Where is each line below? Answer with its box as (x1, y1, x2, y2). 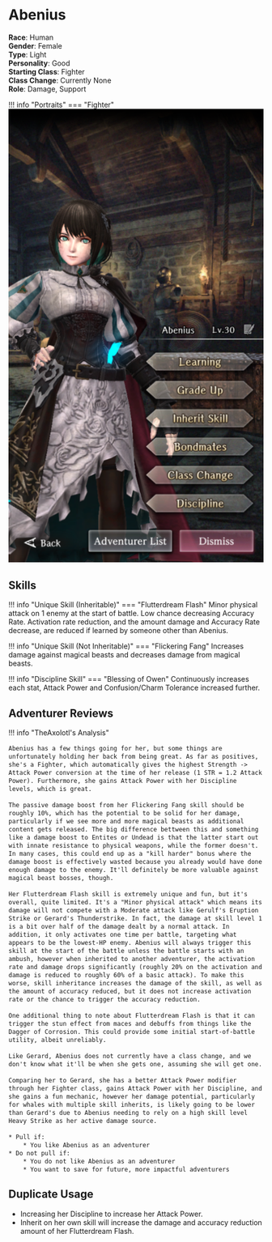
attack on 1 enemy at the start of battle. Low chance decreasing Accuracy (8, 609, 255, 619)
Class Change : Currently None (8, 75, 112, 85)
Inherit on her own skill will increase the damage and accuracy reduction (19, 1217, 263, 1227)
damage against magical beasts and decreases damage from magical (8, 650, 240, 660)
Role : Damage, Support (8, 83, 87, 94)
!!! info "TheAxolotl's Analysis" (8, 728, 109, 738)
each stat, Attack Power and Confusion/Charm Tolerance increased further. (8, 683, 261, 693)
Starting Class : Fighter (8, 66, 85, 76)
